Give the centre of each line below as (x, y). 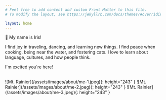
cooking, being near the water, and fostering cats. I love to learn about (77, 52)
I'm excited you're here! (29, 67)
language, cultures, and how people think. (48, 57)
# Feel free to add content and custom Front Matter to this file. (76, 10)
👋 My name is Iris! (23, 37)
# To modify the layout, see (35, 14)
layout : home (19, 23)
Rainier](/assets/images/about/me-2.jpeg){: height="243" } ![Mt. (71, 87)
